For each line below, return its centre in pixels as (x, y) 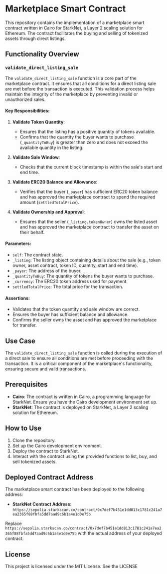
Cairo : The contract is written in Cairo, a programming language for (82, 396)
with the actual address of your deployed (120, 533)
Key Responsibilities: (27, 111)
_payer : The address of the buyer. (47, 271)
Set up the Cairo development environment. (57, 445)
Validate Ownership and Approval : (49, 212)
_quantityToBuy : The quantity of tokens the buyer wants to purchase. (83, 276)
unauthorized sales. (25, 99)
